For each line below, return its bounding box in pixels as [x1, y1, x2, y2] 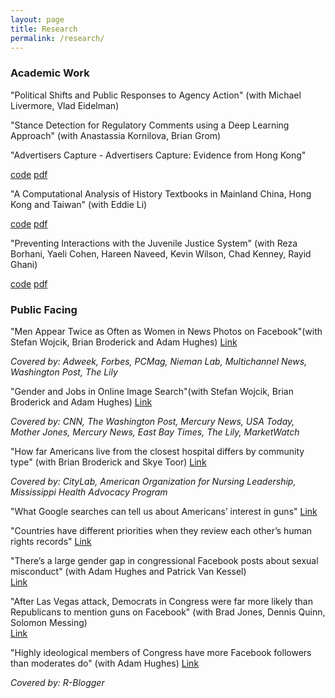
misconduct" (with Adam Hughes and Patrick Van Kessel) [10, 565, 247, 577]
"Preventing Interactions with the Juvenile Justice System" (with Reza [10, 237, 298, 249]
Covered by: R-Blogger [10, 676, 105, 688]
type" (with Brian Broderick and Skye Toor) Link [10, 456, 207, 468]
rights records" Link [10, 535, 92, 547]
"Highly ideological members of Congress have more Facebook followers [10, 646, 312, 658]
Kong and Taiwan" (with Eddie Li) [10, 198, 148, 210]
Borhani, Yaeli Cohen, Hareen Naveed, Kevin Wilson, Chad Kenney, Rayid [10, 247, 312, 260]
